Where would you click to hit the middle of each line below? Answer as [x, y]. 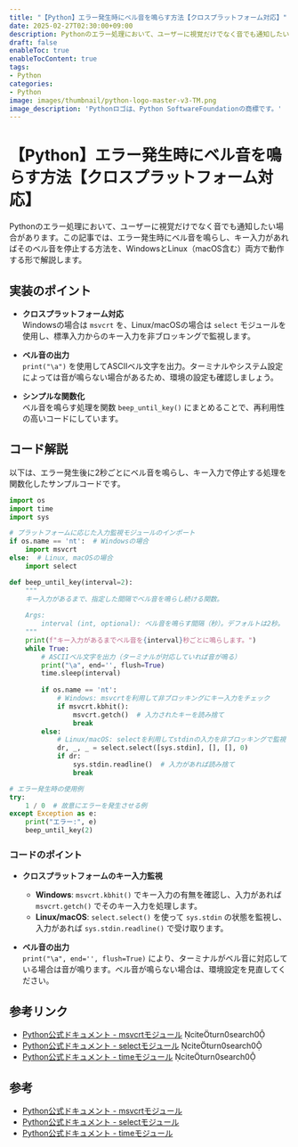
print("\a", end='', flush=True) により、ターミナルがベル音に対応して [155, 958]
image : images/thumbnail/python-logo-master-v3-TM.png [113, 100]
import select [51, 566]
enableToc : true [39, 51]
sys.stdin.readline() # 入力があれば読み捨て [154, 765]
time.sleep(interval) [81, 674]
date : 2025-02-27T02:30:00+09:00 [71, 26]
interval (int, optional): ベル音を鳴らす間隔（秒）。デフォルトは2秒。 [163, 624]
